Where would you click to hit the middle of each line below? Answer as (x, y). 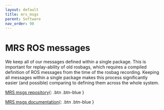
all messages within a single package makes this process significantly (76, 78)
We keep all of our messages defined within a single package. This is (76, 62)
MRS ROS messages (48, 48)
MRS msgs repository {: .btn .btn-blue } (45, 93)
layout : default (22, 10)
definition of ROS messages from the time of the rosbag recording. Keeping (82, 72)
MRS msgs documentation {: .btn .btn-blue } (50, 102)
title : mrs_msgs (22, 14)
